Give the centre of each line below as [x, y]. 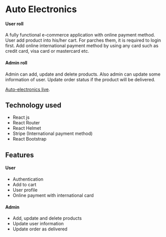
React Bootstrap [29, 139]
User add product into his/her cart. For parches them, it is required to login [83, 40]
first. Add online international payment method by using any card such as [82, 46]
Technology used [34, 105]
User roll [14, 23]
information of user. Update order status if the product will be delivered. [80, 79]
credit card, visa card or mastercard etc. [47, 51]
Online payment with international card [53, 195]
